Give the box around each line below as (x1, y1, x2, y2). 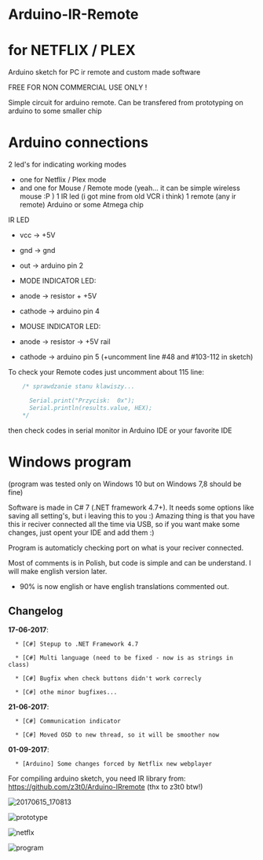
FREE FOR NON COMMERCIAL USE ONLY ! (8, 82, 148, 92)
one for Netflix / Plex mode (19, 175, 107, 185)
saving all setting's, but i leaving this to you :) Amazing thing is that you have (8, 511, 255, 520)
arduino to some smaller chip (8, 106, 102, 115)
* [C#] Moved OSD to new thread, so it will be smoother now (15, 731, 220, 739)
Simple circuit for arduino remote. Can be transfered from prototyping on (8, 98, 243, 108)
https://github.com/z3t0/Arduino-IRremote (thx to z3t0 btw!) (8, 782, 203, 792)
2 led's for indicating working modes (8, 159, 127, 170)
